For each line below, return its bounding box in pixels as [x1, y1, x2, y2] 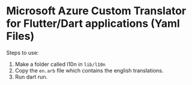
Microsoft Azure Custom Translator [6, 4, 187, 18]
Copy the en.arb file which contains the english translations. [14, 67, 164, 74]
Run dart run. [14, 73, 48, 80]
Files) [6, 30, 35, 43]
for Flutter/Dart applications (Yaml [6, 17, 180, 30]
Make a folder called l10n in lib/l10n [14, 61, 106, 68]
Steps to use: [6, 49, 39, 56]
